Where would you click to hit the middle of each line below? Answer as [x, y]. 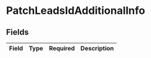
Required [62, 48]
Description [97, 48]
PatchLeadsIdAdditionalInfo [76, 11]
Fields [18, 32]
